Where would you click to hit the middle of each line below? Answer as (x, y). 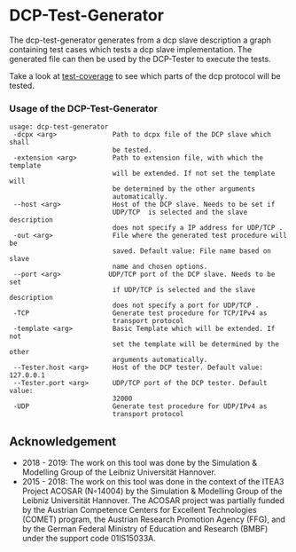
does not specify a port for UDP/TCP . (186, 306)
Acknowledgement (63, 442)
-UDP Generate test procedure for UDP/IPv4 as (140, 406)
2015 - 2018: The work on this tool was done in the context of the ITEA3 (153, 482)
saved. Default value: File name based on (192, 251)
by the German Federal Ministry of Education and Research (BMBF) (145, 529)
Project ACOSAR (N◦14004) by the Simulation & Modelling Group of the (152, 491)
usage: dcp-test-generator (59, 127)
